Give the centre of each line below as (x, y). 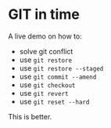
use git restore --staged (61, 68)
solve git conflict (46, 51)
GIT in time (44, 15)
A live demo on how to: (45, 36)
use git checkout (47, 85)
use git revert (44, 93)
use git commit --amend (58, 76)
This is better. (30, 116)
